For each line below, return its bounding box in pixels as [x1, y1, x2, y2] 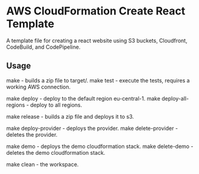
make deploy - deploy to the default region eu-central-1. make [6, 95, 161, 102]
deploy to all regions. [30, 101, 83, 108]
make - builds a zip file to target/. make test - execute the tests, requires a [6, 76, 190, 84]
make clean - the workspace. [6, 161, 79, 168]
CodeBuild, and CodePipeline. [6, 43, 81, 51]
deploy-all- [162, 95, 189, 102]
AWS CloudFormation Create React [6, 4, 186, 18]
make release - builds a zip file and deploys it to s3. [6, 113, 134, 120]
